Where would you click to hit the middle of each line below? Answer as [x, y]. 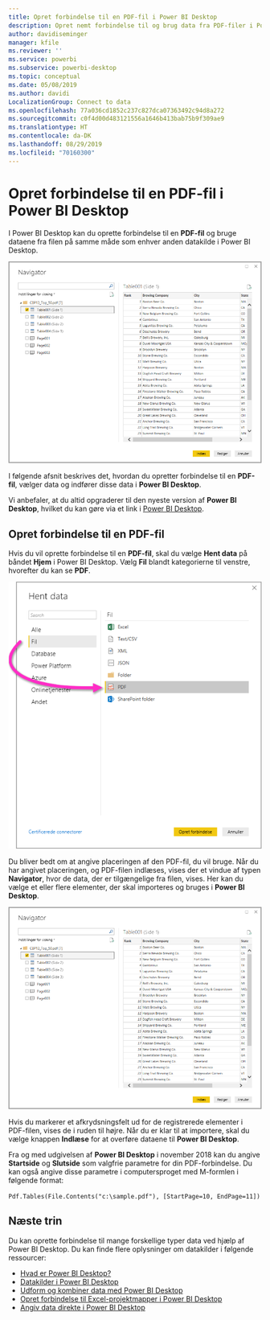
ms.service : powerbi [43, 60]
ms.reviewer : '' [35, 51]
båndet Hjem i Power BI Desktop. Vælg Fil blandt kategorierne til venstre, [129, 562]
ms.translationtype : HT [48, 127]
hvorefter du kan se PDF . [49, 570]
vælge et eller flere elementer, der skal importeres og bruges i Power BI [127, 887]
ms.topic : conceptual [45, 76]
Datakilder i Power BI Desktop [69, 1281]
